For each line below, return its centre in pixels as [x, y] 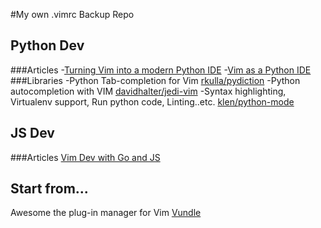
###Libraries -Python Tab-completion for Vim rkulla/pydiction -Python [155, 80]
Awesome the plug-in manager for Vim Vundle [106, 213]
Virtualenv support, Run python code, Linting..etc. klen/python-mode [152, 101]
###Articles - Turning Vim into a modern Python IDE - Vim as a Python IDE [161, 70]
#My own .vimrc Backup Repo [72, 14]
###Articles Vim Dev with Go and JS [85, 157]
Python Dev [47, 45]
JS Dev [32, 133]
